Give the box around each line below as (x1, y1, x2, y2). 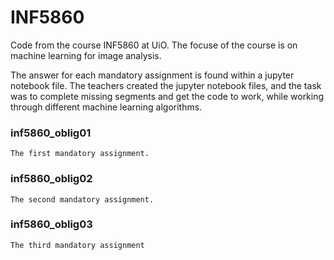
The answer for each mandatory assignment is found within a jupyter (10, 69, 295, 81)
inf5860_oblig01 (10, 126, 92, 140)
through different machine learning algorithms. (10, 101, 203, 113)
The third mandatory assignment (10, 240, 145, 250)
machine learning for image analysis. (10, 49, 162, 61)
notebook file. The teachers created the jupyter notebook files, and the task (10, 79, 322, 91)
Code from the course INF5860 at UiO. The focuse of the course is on (10, 39, 298, 51)
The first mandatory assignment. (10, 149, 150, 159)
